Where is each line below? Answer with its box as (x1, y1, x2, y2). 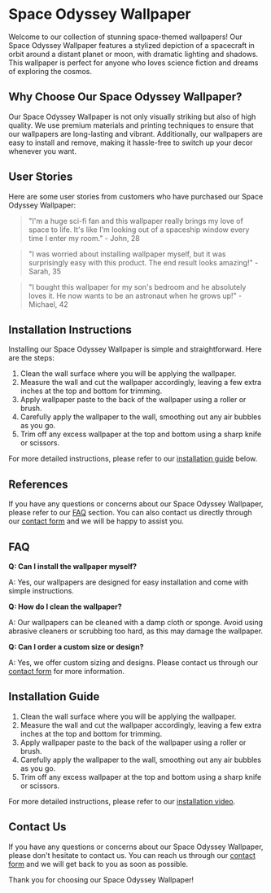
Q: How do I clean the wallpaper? (8, 602, 122, 611)
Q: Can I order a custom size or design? (8, 642, 144, 651)
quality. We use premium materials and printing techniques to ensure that (8, 120, 254, 130)
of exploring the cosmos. (8, 66, 92, 76)
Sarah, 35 (28, 266, 61, 276)
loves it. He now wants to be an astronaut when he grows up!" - (28, 291, 243, 300)
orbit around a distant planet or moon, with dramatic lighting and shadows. (8, 49, 259, 59)
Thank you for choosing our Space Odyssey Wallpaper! (8, 874, 194, 884)
